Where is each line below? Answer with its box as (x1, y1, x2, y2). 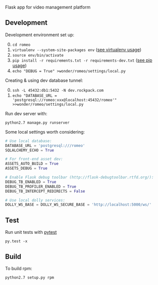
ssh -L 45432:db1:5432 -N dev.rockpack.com (12, 88, 104, 93)
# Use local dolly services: (5, 198, 65, 203)
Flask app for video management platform (5, 4, 91, 10)
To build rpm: (5, 265, 32, 271)
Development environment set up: (5, 32, 74, 38)
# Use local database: (5, 139, 52, 143)
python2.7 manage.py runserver (5, 120, 70, 125)
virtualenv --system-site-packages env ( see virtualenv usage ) (12, 47, 142, 53)
